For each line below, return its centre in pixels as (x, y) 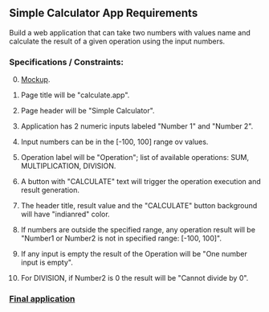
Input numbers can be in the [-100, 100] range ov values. (114, 142)
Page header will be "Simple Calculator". (88, 111)
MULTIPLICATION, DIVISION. (68, 166)
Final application (42, 299)
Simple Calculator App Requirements (104, 13)
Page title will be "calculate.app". (75, 95)
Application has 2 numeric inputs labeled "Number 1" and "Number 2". (137, 126)
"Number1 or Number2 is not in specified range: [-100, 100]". (121, 238)
